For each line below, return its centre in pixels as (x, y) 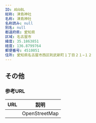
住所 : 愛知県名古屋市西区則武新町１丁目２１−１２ (48, 55)
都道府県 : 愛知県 (20, 32)
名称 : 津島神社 (18, 19)
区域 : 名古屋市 (18, 37)
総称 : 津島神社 (18, 14)
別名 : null (15, 28)
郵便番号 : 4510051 (23, 50)
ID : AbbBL (15, 10)
